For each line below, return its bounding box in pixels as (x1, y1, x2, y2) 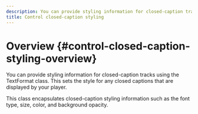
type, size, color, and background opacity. (6, 101, 108, 109)
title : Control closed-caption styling (6, 14, 104, 20)
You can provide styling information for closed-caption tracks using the (6, 71, 180, 78)
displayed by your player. (6, 83, 67, 91)
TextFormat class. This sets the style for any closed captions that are (6, 78, 174, 85)
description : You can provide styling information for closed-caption (6, 8, 183, 15)
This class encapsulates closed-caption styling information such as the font (6, 95, 190, 102)
